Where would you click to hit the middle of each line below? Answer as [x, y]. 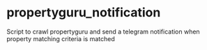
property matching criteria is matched [61, 38]
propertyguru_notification [84, 13]
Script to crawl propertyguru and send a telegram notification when [103, 32]
